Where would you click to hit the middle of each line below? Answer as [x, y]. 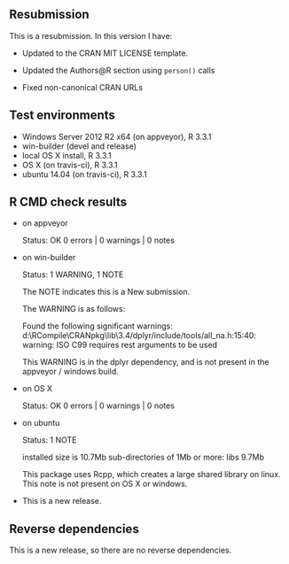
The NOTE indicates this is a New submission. [106, 292]
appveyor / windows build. [70, 372]
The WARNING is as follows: [74, 309]
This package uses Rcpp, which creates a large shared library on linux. [151, 475]
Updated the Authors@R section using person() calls [118, 70]
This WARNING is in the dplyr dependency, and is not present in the [145, 362]
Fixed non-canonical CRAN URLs [82, 87]
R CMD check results [68, 202]
